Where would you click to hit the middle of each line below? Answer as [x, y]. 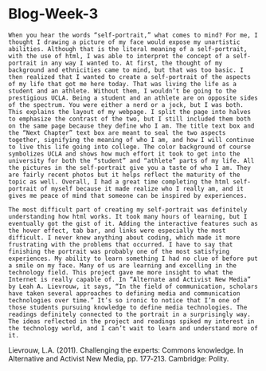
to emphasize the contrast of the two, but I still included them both [129, 119]
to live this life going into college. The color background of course [129, 147]
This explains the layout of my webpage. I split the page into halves [129, 112]
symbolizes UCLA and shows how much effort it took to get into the [124, 154]
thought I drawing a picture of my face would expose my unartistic [124, 42]
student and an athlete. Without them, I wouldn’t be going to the [123, 91]
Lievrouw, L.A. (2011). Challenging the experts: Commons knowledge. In [126, 350]
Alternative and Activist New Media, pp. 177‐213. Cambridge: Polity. [119, 358]
